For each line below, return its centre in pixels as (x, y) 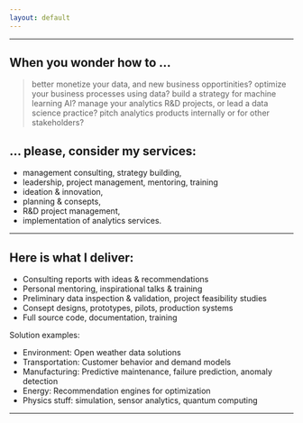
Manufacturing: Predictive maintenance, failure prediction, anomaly (147, 372)
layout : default (40, 18)
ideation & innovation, (63, 192)
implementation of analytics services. (92, 221)
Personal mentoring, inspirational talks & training (112, 289)
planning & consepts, (61, 202)
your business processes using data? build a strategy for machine (154, 94)
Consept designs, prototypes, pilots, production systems (128, 308)
